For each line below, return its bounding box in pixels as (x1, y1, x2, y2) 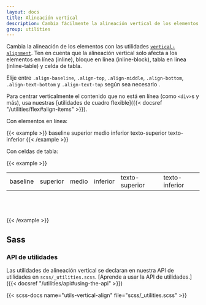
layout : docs (6, 9, 40, 15)
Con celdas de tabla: (6, 148, 59, 155)
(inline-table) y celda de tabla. (6, 62, 82, 70)
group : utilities (6, 26, 51, 32)
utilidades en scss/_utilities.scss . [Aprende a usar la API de (6, 273, 163, 281)
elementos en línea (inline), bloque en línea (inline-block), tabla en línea (6, 56, 187, 63)
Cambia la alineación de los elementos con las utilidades (6, 43, 149, 50)
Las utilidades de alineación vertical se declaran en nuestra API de (6, 266, 174, 274)
